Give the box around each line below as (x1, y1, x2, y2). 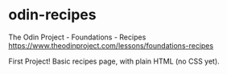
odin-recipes (8, 6, 97, 24)
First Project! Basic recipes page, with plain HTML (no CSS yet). (8, 56, 220, 66)
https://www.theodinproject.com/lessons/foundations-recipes (8, 40, 214, 50)
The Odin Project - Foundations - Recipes (8, 32, 147, 42)
